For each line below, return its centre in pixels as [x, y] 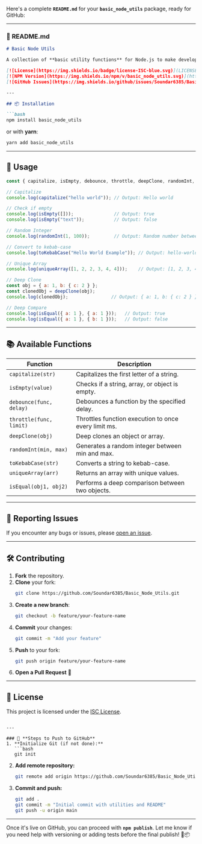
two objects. [93, 490]
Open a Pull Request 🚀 [43, 673]
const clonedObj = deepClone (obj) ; [51, 291]
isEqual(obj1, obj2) [38, 487]
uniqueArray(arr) [34, 473]
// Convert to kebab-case [38, 247]
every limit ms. [96, 427]
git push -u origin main [46, 810]
